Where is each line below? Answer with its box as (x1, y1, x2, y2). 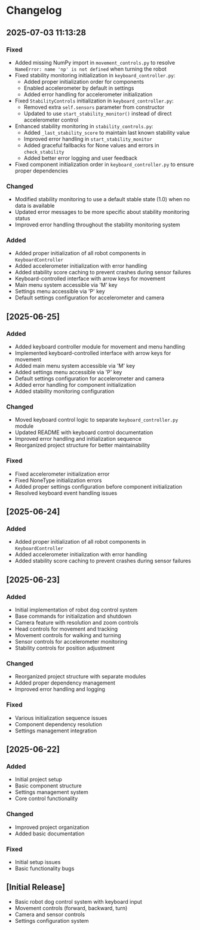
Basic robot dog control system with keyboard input (14, 898, 142, 905)
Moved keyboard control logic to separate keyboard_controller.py (14, 416, 179, 423)
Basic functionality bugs (14, 865, 75, 872)
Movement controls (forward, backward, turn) (14, 904, 128, 911)
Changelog (6, 4, 62, 17)
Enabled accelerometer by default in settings (23, 84, 134, 92)
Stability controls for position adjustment (14, 644, 115, 652)
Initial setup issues (14, 859, 61, 865)
